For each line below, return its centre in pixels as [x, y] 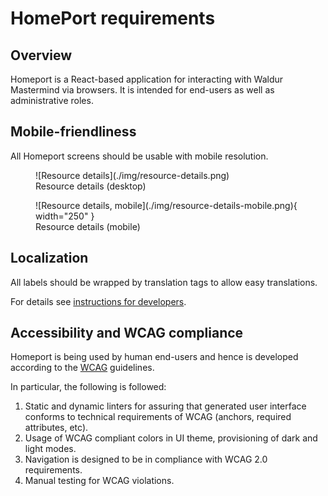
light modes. [50, 449]
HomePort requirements [113, 18]
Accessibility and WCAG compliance [127, 333]
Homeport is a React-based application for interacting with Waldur [147, 79]
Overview [41, 55]
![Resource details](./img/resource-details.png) [132, 175]
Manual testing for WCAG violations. [99, 481]
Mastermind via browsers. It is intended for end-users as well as [142, 90]
